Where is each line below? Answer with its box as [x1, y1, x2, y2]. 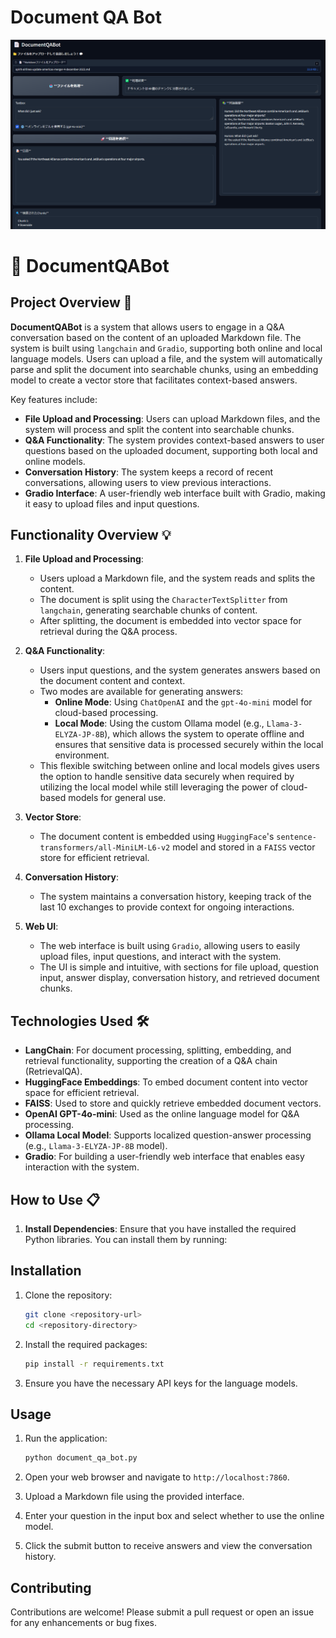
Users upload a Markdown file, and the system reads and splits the [39, 572, 316, 585]
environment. [54, 749, 110, 761]
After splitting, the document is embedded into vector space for [39, 615, 302, 627]
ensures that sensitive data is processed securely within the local [54, 739, 324, 751]
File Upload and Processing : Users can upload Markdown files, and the [24, 412, 321, 425]
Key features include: [10, 393, 98, 405]
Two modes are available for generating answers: [39, 686, 244, 698]
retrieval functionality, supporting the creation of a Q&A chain [24, 1055, 278, 1067]
